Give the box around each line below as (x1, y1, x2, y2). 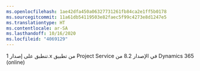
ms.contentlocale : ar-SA (6, 25, 68, 31)
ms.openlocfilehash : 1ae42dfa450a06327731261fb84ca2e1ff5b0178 (6, 8, 167, 15)
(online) (6, 59, 25, 66)
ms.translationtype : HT (6, 20, 66, 25)
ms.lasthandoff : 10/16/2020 (6, 31, 76, 37)
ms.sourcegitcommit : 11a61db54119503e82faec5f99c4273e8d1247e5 (6, 14, 167, 20)
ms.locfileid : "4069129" (6, 36, 68, 42)
